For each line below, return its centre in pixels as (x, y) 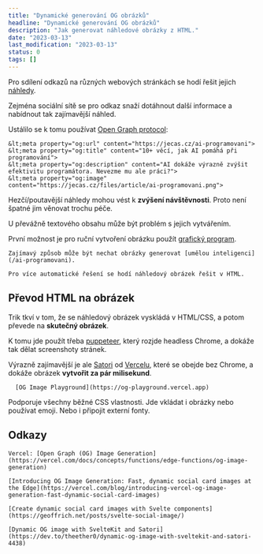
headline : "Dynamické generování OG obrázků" (84, 23)
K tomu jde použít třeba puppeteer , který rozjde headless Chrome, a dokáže (131, 341)
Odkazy (28, 435)
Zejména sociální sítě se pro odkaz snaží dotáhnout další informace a (120, 105)
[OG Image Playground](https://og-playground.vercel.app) (113, 387)
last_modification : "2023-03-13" (63, 45)
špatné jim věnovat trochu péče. (60, 208)
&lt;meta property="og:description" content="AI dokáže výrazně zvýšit (128, 164)
